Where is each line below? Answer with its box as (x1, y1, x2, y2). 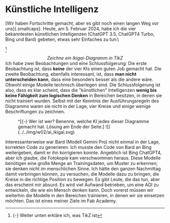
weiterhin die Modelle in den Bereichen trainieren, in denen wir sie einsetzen (5, 192, 164, 198)
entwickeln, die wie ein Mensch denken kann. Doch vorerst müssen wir (5, 187, 154, 193)
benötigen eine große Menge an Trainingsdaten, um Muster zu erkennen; (5, 160, 158, 166)
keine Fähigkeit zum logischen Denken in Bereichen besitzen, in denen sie (5, 92, 162, 98)
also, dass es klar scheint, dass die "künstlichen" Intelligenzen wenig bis (5, 87, 157, 93)
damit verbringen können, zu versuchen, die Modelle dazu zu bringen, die (5, 171, 159, 177)
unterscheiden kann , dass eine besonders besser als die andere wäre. (5, 76, 153, 82)
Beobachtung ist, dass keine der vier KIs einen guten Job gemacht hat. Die (5, 66, 162, 72)
